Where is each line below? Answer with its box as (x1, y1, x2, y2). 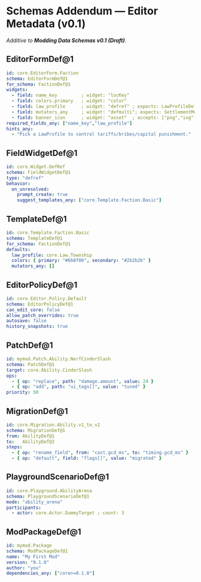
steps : (6, 444, 23, 450)
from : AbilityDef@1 (6, 433, 55, 439)
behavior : (6, 180, 31, 186)
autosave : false (6, 318, 47, 324)
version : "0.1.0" (6, 559, 50, 565)
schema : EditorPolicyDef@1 (6, 301, 74, 307)
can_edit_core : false (6, 307, 60, 313)
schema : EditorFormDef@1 (6, 76, 68, 82)
